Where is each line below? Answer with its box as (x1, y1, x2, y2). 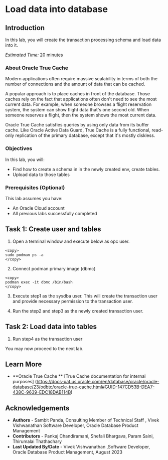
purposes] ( (12, 379, 37, 385)
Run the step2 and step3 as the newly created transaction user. (12, 308, 144, 314)
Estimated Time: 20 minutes (5, 52, 63, 58)
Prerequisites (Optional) (5, 184, 65, 191)
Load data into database (5, 4, 108, 15)
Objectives (5, 145, 33, 152)
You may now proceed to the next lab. (5, 345, 84, 352)
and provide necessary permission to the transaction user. (12, 298, 133, 304)
